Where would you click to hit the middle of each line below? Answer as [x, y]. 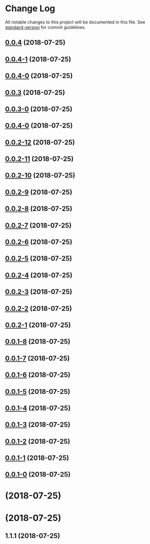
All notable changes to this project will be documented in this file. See [75, 22]
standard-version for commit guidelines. [45, 27]
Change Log [30, 9]
